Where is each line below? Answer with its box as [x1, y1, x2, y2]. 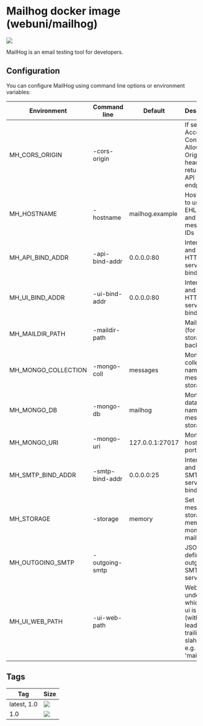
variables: [6, 88, 31, 95]
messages [129, 365, 159, 374]
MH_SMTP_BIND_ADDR [9, 471, 77, 479]
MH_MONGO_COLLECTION [9, 365, 88, 374]
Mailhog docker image [6, 4, 121, 18]
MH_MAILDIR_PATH [9, 329, 65, 338]
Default [143, 106, 165, 115]
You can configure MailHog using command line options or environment [6, 82, 185, 89]
